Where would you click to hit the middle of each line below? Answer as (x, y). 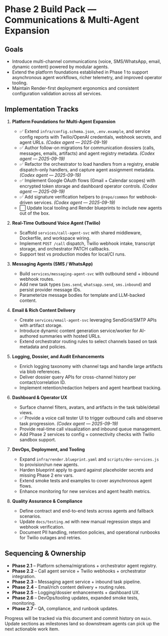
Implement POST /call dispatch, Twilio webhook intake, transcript (87, 243)
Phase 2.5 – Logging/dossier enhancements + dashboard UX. (76, 592)
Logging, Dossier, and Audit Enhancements (58, 356)
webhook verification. (42, 527)
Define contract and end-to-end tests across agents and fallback (87, 511)
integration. (24, 576)
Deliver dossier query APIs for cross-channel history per (78, 377)
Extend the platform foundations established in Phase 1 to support (80, 72)
